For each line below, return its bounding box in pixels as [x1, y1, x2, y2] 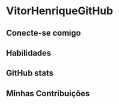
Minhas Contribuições [6, 88, 90, 99]
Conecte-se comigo [6, 28, 81, 38]
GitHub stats [6, 68, 54, 78]
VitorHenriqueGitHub [6, 4, 114, 18]
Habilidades [6, 48, 52, 58]
